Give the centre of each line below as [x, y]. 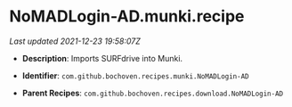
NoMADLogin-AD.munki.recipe [127, 16]
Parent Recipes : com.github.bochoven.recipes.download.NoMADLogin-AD [153, 93]
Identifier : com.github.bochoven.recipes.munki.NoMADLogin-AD [135, 75]
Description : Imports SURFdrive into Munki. [102, 58]
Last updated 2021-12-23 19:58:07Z [75, 41]
